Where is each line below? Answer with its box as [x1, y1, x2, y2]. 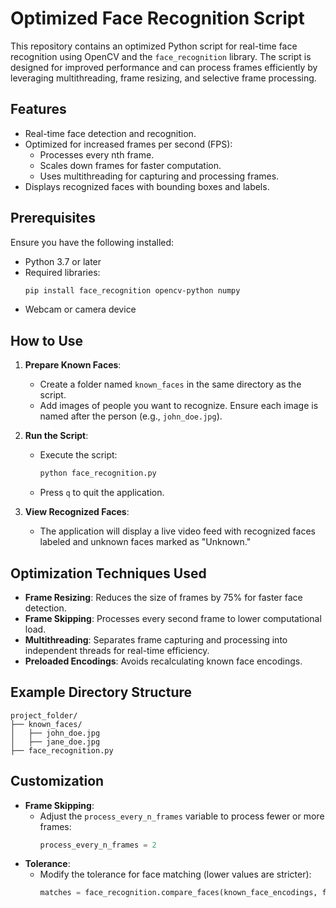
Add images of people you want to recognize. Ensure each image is [39, 400, 319, 412]
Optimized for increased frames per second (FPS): [24, 138, 233, 150]
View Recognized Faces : [24, 506, 130, 518]
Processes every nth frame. [39, 148, 155, 161]
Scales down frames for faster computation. [39, 159, 222, 171]
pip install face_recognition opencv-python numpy [24, 285, 241, 296]
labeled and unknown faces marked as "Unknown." [39, 536, 252, 548]
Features [10, 101, 67, 118]
